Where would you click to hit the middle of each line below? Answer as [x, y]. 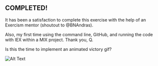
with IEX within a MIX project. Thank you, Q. [49, 40]
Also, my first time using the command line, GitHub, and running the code [79, 34]
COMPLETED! [26, 8]
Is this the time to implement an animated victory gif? [58, 49]
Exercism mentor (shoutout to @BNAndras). [49, 25]
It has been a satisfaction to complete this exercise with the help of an [76, 20]
